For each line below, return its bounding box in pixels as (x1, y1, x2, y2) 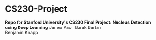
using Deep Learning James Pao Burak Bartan (5, 24, 101, 30)
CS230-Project (5, 3, 67, 14)
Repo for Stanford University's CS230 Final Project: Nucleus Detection (5, 19, 151, 25)
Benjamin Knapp (5, 29, 38, 35)
